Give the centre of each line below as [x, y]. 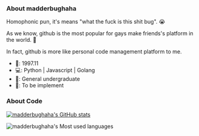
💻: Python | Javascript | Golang [55, 70]
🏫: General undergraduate [47, 79]
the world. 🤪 [22, 40]
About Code [24, 101]
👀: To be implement [39, 86]
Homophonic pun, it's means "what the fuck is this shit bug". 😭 [86, 22]
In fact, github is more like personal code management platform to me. [94, 52]
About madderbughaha [42, 8]
